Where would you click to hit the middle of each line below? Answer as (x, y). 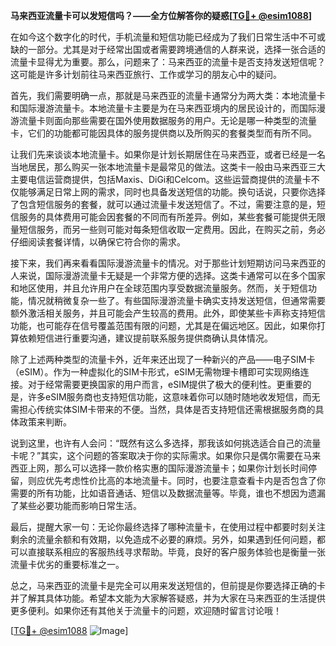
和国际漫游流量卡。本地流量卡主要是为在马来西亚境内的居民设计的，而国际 (163, 108)
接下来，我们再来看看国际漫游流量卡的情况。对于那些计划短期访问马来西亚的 (168, 263)
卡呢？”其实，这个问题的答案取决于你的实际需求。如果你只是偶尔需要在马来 (166, 455)
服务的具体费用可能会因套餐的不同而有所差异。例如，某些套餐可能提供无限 (172, 217)
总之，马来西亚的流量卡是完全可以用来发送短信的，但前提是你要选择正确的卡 (168, 585)
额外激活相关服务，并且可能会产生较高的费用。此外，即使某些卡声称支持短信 (168, 313)
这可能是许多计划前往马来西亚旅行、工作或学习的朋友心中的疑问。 (146, 74)
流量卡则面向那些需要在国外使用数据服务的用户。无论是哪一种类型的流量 (167, 120)
